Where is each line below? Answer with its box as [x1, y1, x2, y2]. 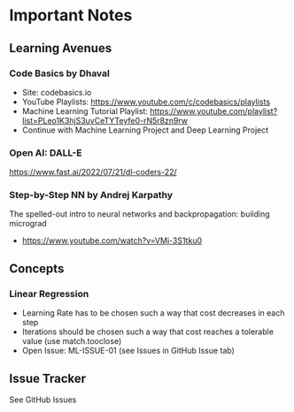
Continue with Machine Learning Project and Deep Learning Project [21, 125, 269, 135]
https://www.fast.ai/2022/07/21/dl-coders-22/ [9, 167, 177, 178]
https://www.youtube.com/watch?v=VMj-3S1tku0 [21, 235, 202, 246]
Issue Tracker [9, 370, 87, 385]
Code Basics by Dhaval [9, 67, 111, 80]
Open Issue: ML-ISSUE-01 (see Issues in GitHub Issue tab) [21, 346, 235, 356]
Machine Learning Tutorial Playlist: [21, 105, 149, 116]
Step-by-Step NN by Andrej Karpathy [9, 189, 173, 202]
